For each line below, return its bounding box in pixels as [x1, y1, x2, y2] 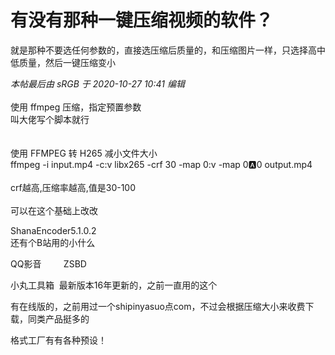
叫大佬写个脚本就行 [10, 113, 90, 125]
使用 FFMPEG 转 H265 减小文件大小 [10, 147, 158, 159]
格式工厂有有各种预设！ [10, 334, 107, 346]
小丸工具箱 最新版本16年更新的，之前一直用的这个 [10, 279, 218, 291]
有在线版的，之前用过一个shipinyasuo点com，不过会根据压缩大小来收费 [10, 300, 306, 312]
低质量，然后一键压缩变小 [10, 56, 116, 68]
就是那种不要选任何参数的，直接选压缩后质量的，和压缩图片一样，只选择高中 [10, 44, 326, 56]
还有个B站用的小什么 [10, 236, 96, 248]
